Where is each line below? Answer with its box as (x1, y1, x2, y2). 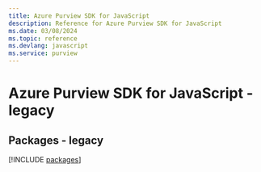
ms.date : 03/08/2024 (8, 27, 78, 35)
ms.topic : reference (8, 34, 78, 43)
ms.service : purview (8, 49, 78, 57)
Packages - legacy (8, 133, 103, 147)
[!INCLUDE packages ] (8, 155, 82, 164)
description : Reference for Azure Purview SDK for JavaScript (8, 19, 222, 27)
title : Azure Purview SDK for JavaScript (8, 11, 150, 20)
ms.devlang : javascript (8, 42, 89, 50)
